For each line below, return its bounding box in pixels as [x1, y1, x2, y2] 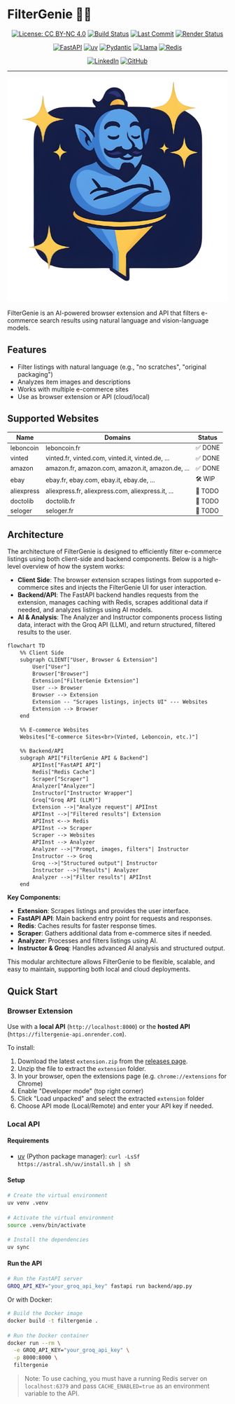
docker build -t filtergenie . [7, 1317, 99, 1324]
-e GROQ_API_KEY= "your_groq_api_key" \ [13, 1346, 130, 1354]
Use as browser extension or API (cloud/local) [17, 392, 150, 400]
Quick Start [7, 985, 58, 997]
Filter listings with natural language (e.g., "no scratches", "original [17, 363, 207, 371]
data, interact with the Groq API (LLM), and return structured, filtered [17, 621, 215, 629]
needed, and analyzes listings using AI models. [17, 606, 153, 614]
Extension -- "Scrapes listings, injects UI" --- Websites [32, 698, 208, 706]
